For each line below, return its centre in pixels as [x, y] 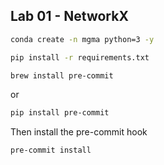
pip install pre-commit [60, 113]
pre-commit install [51, 150]
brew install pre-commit [62, 75]
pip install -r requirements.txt [80, 57]
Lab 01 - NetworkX [69, 16]
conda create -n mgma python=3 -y [82, 39]
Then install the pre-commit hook [79, 132]
